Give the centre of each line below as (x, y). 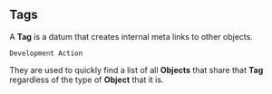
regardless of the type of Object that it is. (87, 80)
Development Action (46, 53)
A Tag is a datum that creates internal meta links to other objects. (131, 36)
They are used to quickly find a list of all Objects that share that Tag (136, 70)
